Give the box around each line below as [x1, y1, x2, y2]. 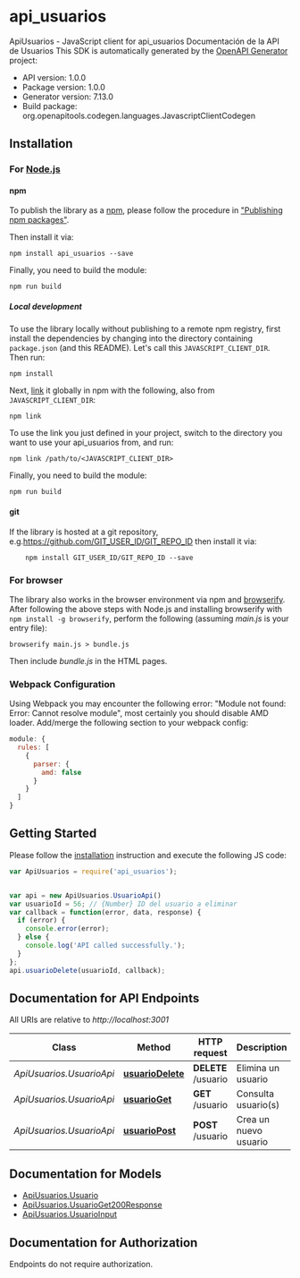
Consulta [236, 1087, 275, 1100]
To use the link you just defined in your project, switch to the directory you [9, 428, 283, 439]
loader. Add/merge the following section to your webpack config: [9, 718, 248, 728]
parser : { [32, 759, 70, 769]
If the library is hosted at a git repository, [9, 526, 159, 537]
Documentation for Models [9, 1166, 162, 1181]
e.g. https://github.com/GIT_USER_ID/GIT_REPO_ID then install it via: [9, 535, 257, 547]
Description [236, 1041, 287, 1053]
